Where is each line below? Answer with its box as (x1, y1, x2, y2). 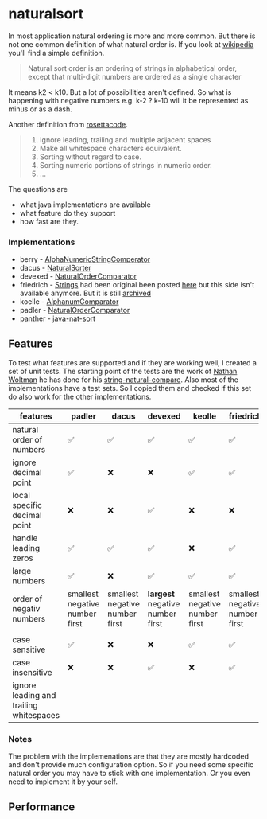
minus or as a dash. (8, 104, 73, 114)
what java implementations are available (19, 200, 151, 209)
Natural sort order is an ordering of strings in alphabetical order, (27, 63, 237, 72)
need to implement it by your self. (8, 777, 118, 786)
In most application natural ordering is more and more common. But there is (8, 31, 256, 41)
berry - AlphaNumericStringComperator (19, 255, 151, 264)
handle (12, 532, 38, 544)
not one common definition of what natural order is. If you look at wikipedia (8, 39, 254, 49)
